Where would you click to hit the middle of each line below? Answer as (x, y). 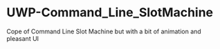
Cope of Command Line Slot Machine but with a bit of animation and (104, 31)
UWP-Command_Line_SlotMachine (110, 13)
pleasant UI (23, 38)
